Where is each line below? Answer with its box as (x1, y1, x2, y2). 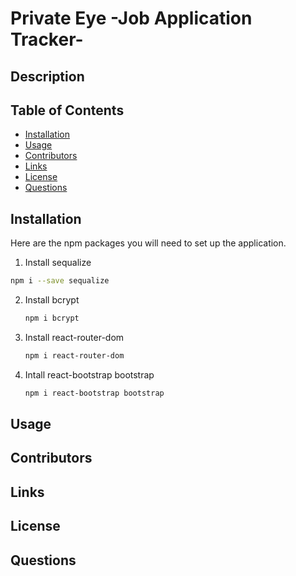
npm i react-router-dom (24, 350, 125, 361)
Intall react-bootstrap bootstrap (24, 368, 155, 381)
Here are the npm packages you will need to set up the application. (10, 237, 287, 249)
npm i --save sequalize (10, 276, 110, 286)
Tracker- (10, 28, 84, 51)
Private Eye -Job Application (10, 7, 253, 30)
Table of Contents (10, 102, 125, 119)
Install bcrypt (24, 294, 80, 306)
